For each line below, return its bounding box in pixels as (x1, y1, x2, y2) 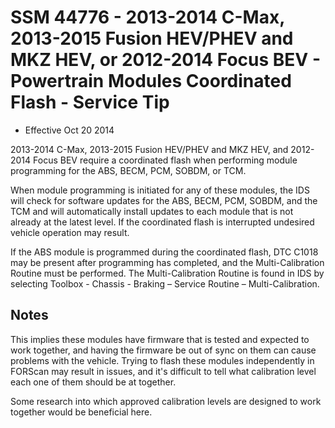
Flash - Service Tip (10, 91, 170, 114)
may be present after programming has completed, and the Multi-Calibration (10, 256, 325, 268)
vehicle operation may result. (10, 226, 130, 238)
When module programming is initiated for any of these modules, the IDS (10, 184, 310, 196)
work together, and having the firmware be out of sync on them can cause (10, 344, 317, 356)
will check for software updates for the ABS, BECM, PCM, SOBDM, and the (10, 194, 318, 206)
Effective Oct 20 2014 (24, 124, 115, 136)
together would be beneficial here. (10, 406, 153, 418)
